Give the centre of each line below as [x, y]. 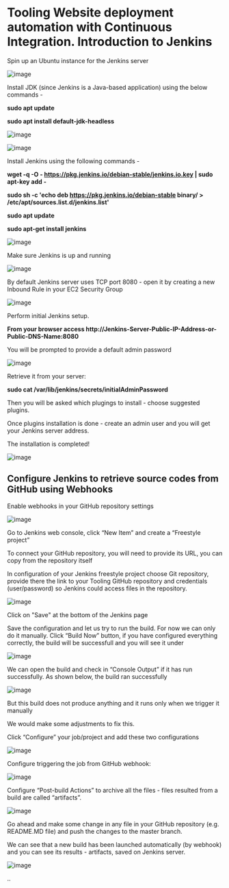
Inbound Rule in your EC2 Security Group [65, 289]
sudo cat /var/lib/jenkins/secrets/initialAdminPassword [88, 389]
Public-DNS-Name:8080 [43, 336]
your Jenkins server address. [48, 431]
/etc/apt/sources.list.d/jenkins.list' [58, 202]
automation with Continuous [90, 27]
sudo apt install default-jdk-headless [61, 121]
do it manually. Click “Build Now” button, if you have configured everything [112, 635]
